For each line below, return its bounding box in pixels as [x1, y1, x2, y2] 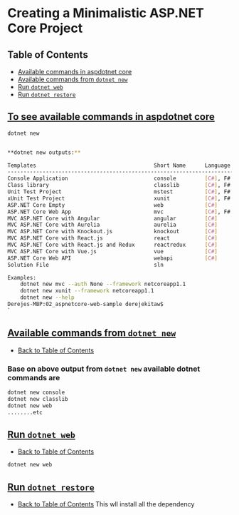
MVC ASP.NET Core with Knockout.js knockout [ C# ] [7, 228, 218, 235]
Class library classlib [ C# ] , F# [7, 182, 231, 189]
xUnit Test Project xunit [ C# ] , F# [7, 195, 231, 202]
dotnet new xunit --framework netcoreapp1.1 [20, 287, 154, 295]
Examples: [7, 274, 37, 281]
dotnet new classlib [7, 395, 69, 402]
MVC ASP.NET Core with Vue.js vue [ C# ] [7, 248, 218, 255]
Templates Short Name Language [7, 162, 231, 169]
